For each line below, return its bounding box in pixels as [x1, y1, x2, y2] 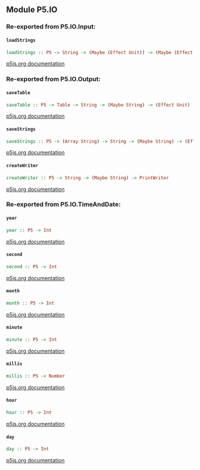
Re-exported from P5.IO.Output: [6, 75, 101, 83]
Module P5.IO [6, 5, 58, 15]
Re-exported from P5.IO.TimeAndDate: [6, 200, 121, 209]
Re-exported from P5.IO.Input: [6, 23, 96, 31]
